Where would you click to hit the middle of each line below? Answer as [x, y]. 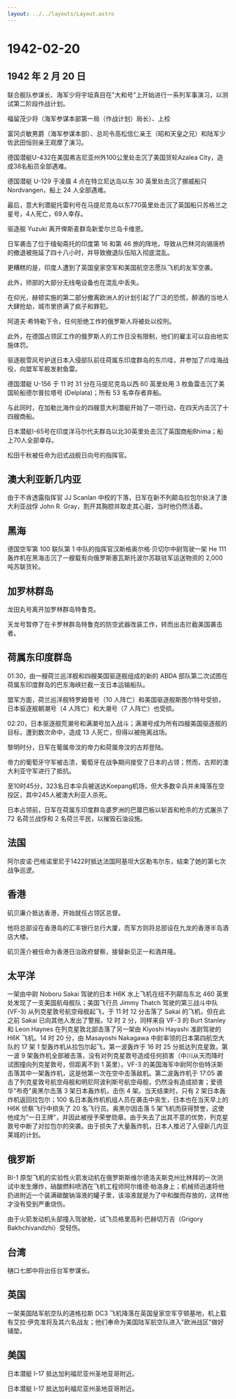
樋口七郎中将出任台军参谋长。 [50, 1270]
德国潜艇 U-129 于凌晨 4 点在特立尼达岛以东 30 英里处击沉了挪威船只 [107, 181]
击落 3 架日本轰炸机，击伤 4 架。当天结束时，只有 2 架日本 [135, 1091]
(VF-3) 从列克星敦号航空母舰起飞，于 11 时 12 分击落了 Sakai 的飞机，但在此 [117, 1011]
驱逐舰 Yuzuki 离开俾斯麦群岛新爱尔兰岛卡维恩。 [77, 228]
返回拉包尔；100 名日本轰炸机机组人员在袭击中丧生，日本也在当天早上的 [124, 1099]
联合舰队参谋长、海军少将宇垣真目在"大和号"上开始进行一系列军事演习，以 [115, 94]
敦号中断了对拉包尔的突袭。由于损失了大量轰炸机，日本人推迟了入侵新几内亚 [118, 1126]
